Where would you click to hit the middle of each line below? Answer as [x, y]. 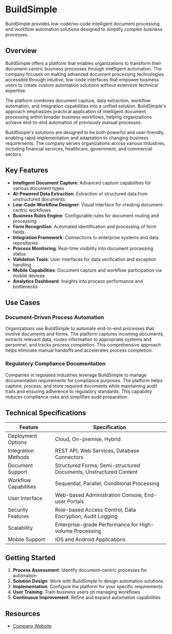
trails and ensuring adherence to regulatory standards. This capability [79, 391]
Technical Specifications [46, 413]
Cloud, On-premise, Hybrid [88, 439]
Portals [76, 501]
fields [18, 232]
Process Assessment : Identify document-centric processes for [80, 570]
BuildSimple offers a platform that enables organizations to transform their [83, 63]
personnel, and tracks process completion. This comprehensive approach [83, 345]
